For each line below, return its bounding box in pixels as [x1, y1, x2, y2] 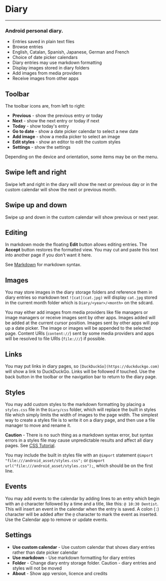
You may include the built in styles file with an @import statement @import [5, 452, 153, 458]
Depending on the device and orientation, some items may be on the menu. [5, 154, 159, 160]
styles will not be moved [12, 565, 62, 571]
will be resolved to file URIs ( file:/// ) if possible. [5, 336, 106, 342]
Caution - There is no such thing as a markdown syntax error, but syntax [5, 432, 154, 438]
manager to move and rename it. [5, 422, 72, 428]
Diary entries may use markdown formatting [12, 59, 102, 65]
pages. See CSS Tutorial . [5, 442, 56, 448]
